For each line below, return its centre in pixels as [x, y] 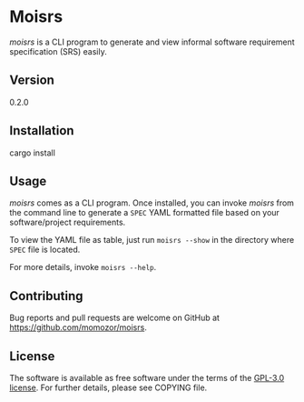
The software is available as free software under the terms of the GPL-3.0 [147, 378]
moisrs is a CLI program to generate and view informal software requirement [152, 42]
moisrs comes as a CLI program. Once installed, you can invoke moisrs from [152, 203]
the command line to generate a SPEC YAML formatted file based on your [144, 213]
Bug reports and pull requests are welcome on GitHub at [115, 318]
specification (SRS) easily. [58, 51]
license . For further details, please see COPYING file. [108, 387]
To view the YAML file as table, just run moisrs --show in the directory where [152, 240]
